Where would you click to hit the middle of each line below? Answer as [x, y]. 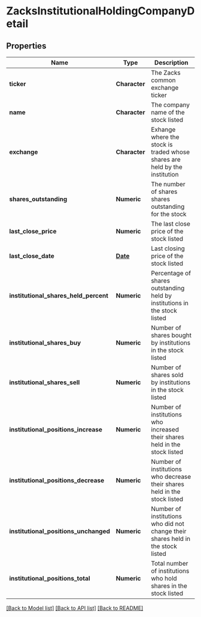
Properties [26, 46]
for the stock [169, 214]
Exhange [163, 130]
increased [165, 429]
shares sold [167, 375]
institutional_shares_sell [45, 382]
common [163, 80]
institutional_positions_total [50, 578]
